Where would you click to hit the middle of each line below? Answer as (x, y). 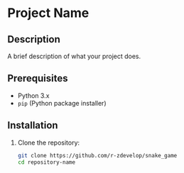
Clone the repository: (49, 143)
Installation (33, 125)
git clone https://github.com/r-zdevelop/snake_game (97, 155)
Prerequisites (38, 78)
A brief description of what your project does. (74, 56)
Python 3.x (33, 95)
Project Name (48, 13)
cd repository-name (47, 162)
